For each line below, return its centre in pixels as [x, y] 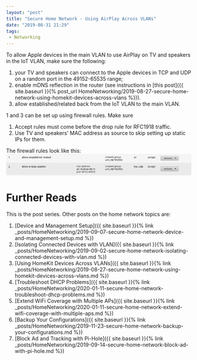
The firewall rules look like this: [44, 151]
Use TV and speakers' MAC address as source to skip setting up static [100, 133]
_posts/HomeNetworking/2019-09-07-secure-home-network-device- [99, 232]
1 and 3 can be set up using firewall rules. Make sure [70, 116]
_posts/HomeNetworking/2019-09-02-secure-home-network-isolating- [101, 250]
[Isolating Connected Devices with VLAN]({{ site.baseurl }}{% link [94, 244]
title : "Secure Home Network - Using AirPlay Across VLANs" [81, 19]
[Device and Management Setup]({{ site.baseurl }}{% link [84, 225]
